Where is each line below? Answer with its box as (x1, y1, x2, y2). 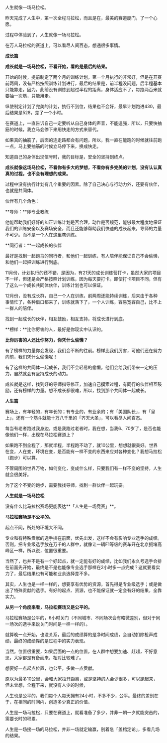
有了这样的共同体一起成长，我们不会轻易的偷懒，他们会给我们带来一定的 (5, 364, 153, 370)
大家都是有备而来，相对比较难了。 (13, 655, 83, 660)
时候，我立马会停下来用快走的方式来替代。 (13, 127, 101, 132)
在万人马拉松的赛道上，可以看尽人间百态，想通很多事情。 (5, 42, 123, 48)
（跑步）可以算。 (5, 455, 40, 460)
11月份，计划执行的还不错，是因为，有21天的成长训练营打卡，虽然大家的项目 (5, 270, 162, 276)
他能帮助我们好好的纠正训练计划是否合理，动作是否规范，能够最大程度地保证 (5, 219, 162, 225)
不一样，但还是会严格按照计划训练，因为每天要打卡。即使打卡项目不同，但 (5, 276, 158, 282)
